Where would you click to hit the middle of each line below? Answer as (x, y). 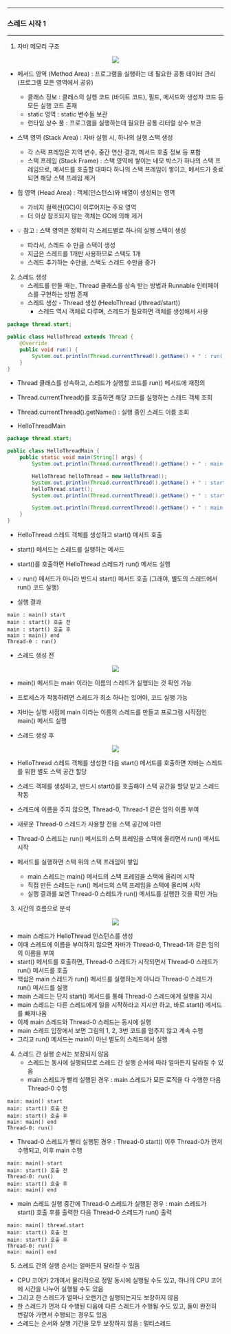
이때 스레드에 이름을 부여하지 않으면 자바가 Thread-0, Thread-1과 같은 (112, 945)
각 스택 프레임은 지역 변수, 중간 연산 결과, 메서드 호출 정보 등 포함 (114, 152)
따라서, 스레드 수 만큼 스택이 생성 (71, 245)
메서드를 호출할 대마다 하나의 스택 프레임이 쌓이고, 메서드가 (132, 169)
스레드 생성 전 (35, 656)
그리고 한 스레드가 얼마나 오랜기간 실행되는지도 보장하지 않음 (98, 1297)
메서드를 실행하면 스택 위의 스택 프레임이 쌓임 (78, 862)
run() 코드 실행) (38, 587)
